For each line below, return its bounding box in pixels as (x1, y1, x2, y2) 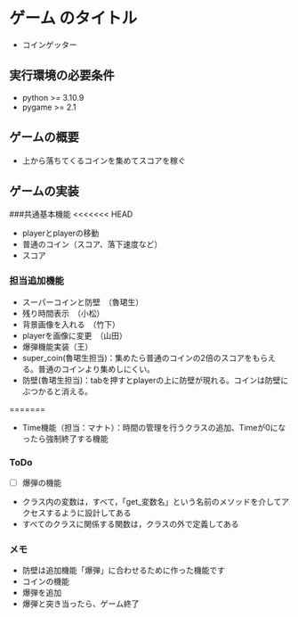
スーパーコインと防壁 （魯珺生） (21, 296, 144, 308)
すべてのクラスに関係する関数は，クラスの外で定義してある (21, 519, 239, 530)
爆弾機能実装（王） (21, 341, 93, 352)
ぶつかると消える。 (21, 385, 93, 397)
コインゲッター (21, 39, 77, 50)
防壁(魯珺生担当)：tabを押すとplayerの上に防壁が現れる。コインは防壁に (21, 374, 289, 385)
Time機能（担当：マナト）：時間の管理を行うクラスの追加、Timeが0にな (21, 422, 286, 432)
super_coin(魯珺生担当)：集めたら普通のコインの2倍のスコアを (21, 352, 253, 363)
